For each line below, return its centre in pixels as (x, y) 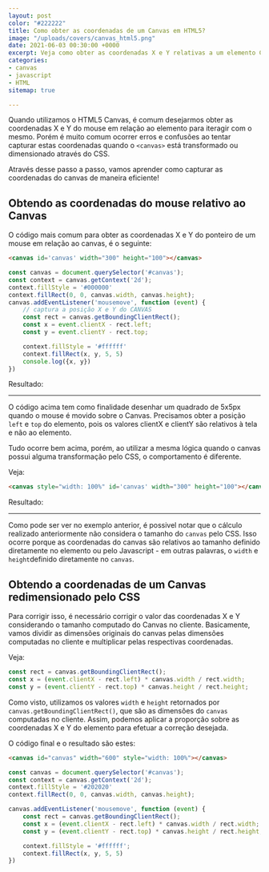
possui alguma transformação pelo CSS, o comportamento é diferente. (125, 456)
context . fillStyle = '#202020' (60, 787)
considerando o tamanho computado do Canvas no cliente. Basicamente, (129, 625)
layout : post (30, 16)
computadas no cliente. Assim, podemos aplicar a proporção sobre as (124, 719)
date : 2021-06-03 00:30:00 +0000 (64, 46)
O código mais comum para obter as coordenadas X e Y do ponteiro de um (132, 235)
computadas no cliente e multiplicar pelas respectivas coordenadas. (121, 642)
